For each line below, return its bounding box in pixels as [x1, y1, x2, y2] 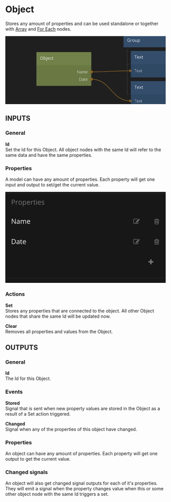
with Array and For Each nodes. [5, 26, 71, 32]
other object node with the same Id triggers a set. [5, 491, 109, 497]
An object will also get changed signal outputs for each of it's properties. [5, 480, 158, 486]
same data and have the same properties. [5, 152, 93, 158]
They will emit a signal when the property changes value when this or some [5, 486, 164, 492]
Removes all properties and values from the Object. [5, 328, 113, 334]
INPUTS [5, 114, 31, 123]
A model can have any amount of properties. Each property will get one [5, 176, 155, 182]
